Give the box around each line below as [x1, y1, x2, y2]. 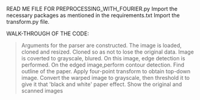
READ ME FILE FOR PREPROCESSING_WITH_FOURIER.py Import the [6, 5, 178, 12]
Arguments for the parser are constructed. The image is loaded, [21, 42, 182, 49]
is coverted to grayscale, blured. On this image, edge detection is [21, 55, 185, 62]
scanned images [21, 87, 63, 94]
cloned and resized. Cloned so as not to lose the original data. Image [21, 48, 194, 55]
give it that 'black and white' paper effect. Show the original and [21, 80, 182, 88]
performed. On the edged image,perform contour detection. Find [21, 61, 185, 68]
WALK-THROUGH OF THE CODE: [6, 30, 90, 37]
